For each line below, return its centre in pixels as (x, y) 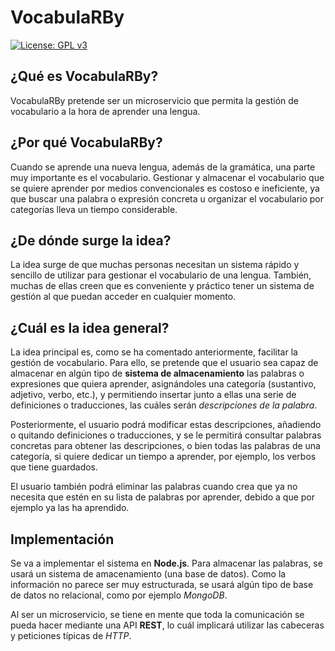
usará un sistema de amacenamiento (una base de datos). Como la (148, 574)
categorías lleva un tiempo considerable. (94, 209)
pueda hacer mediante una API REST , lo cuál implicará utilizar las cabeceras (167, 625)
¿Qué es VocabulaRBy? (84, 76)
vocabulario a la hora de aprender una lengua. (105, 111)
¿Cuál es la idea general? (90, 327)
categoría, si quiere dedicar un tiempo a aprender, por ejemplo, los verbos (163, 457)
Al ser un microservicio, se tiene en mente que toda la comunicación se (157, 614)
